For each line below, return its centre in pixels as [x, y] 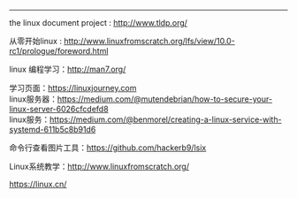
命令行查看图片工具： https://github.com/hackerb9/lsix [108, 148]
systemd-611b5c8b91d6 [53, 129]
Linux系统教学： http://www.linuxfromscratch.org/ [99, 166]
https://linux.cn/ [38, 184]
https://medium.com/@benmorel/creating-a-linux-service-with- [165, 119]
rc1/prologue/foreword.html [59, 51]
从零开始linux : [35, 41]
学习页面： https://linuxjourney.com [73, 88]
